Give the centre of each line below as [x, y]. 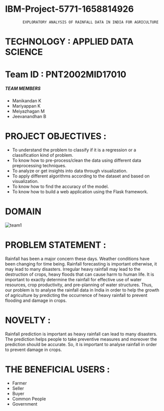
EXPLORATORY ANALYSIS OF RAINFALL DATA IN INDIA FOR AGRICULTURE [91, 22]
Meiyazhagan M [28, 111]
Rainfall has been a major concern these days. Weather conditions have [77, 259]
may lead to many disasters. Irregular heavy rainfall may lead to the [73, 269]
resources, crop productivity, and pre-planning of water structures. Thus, [79, 285]
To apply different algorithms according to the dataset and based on [81, 176]
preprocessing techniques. [39, 166]
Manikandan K [27, 101]
